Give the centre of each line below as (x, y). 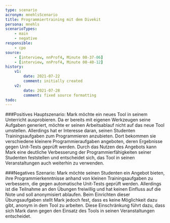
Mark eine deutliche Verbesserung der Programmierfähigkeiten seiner (78, 152)
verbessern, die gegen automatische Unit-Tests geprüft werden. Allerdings (83, 184)
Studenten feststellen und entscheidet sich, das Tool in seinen (70, 158)
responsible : (19, 43)
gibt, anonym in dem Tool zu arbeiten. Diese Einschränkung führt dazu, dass (85, 205)
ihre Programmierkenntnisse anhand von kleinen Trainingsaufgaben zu (79, 178)
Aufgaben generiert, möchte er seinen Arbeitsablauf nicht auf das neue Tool (85, 125)
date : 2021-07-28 (42, 90)
